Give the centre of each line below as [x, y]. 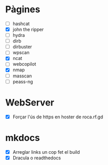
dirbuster [22, 47]
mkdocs [23, 138]
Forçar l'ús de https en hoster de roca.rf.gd [58, 117]
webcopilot [24, 64]
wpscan [21, 53]
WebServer [30, 102]
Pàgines [23, 9]
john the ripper [28, 29]
